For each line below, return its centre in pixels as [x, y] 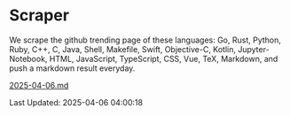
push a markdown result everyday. [72, 68]
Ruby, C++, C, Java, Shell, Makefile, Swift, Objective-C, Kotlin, [123, 49]
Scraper [39, 15]
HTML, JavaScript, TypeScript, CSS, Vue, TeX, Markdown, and [164, 58]
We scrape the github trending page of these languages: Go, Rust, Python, [145, 40]
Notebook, [28, 58]
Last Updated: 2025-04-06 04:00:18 [76, 102]
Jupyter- [254, 49]
